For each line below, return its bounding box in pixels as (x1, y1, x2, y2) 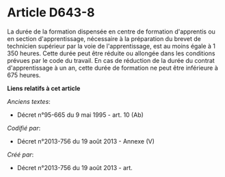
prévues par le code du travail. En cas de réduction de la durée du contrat (7, 56, 215, 64)
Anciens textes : (7, 97, 51, 105)
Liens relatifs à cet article (7, 84, 81, 92)
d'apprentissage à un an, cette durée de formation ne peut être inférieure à (7, 64, 219, 72)
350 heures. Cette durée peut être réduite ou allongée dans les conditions (7, 49, 215, 57)
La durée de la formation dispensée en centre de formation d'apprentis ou (7, 27, 215, 36)
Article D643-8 (7, 5, 95, 21)
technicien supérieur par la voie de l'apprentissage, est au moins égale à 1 (7, 42, 216, 50)
